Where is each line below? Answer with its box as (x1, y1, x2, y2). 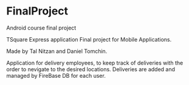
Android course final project (6, 24, 77, 31)
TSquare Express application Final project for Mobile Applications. (6, 36, 172, 43)
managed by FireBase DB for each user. (6, 72, 106, 79)
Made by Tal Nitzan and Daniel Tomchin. (6, 47, 108, 55)
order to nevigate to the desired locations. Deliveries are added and (6, 65, 175, 73)
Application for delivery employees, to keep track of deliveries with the (6, 59, 184, 66)
